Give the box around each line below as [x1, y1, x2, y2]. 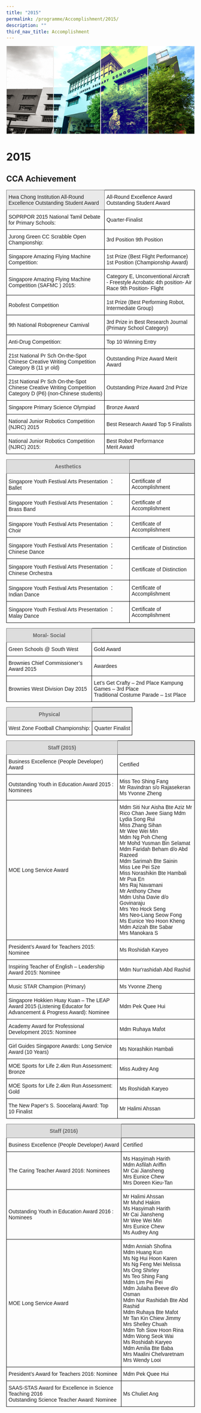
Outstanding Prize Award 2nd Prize [106, 384, 188, 391]
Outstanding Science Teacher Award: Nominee [8, 1396, 117, 1403]
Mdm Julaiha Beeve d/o [123, 1285, 178, 1292]
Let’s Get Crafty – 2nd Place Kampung [93, 680, 184, 686]
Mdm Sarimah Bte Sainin [119, 858, 178, 865]
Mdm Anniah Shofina [123, 1243, 172, 1250]
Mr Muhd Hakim [123, 1199, 160, 1206]
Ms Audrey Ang [123, 1229, 159, 1236]
